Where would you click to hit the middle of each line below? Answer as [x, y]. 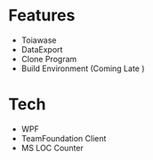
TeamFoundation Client [64, 138]
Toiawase [39, 40]
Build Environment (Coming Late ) [83, 68]
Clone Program [49, 59]
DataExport [42, 49]
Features [42, 16]
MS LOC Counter [52, 148]
